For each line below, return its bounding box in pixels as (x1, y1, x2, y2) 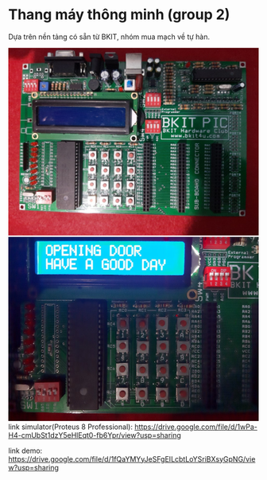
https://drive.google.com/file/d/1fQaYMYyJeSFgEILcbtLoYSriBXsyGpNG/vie (8, 454, 256, 463)
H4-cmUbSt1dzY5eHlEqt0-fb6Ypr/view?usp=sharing (8, 430, 181, 439)
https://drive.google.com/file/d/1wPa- (134, 422, 258, 431)
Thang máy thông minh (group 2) (8, 6, 230, 24)
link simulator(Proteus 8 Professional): (8, 422, 133, 431)
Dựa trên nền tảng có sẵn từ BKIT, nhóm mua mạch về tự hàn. (8, 32, 211, 41)
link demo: (8, 446, 43, 455)
